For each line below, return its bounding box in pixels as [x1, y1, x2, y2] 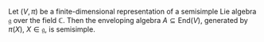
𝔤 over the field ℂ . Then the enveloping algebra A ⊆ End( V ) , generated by [8, 16, 248, 25]
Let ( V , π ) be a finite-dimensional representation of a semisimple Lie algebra [8, 7, 257, 16]
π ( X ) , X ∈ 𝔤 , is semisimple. [8, 25, 95, 34]
